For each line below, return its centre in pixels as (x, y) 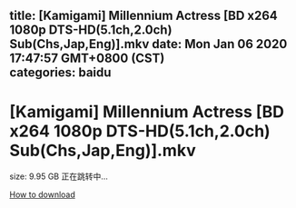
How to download (42, 194)
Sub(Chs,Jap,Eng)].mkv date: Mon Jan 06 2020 (148, 44)
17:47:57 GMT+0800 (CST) (87, 59)
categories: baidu (60, 73)
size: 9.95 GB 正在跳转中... (59, 176)
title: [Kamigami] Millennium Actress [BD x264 (144, 16)
